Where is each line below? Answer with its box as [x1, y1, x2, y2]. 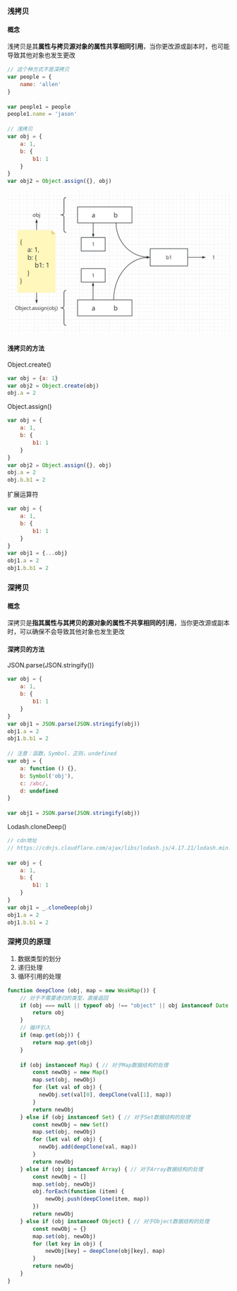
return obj [32, 1009, 65, 1016]
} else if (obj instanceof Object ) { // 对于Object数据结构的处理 [20, 1218, 209, 1225]
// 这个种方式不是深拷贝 [7, 66, 70, 73]
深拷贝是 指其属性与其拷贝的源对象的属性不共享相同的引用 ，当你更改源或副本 [7, 619, 230, 627]
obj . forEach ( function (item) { [32, 1188, 125, 1195]
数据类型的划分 [17, 954, 61, 963]
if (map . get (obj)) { [20, 1032, 80, 1039]
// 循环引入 [20, 1024, 51, 1032]
